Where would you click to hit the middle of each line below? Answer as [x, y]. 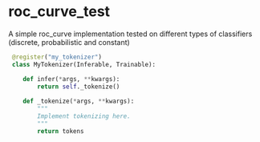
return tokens [61, 131]
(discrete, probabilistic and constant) [69, 42]
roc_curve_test [59, 12]
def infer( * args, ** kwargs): [71, 79]
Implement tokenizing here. [84, 116]
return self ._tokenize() [79, 87]
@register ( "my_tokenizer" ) [57, 57]
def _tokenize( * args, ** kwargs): [79, 101]
